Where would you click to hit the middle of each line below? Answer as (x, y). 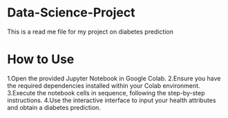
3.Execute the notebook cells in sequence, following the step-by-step (106, 93)
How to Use (41, 59)
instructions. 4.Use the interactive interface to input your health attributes (112, 100)
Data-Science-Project (72, 13)
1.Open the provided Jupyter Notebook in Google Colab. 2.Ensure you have (114, 78)
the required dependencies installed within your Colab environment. (104, 85)
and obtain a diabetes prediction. (54, 107)
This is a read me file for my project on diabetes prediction (91, 32)
